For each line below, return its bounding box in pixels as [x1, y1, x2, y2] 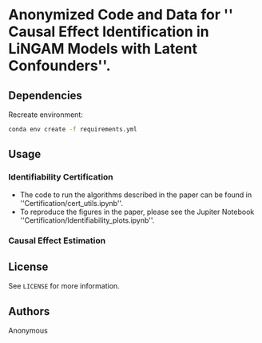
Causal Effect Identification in [8, 22, 209, 41]
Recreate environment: [8, 110, 84, 119]
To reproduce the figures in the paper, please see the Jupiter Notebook [19, 207, 255, 216]
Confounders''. [8, 57, 111, 75]
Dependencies [8, 88, 82, 102]
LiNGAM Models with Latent [8, 40, 198, 58]
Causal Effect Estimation [8, 235, 106, 246]
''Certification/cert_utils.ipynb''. [19, 198, 124, 208]
